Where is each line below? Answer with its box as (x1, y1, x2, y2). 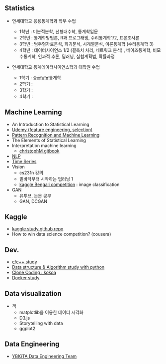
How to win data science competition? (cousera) (11, 231, 111, 237)
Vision (11, 164, 25, 170)
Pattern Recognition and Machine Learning (11, 132, 100, 138)
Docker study (11, 275, 40, 281)
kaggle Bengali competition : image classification (19, 182, 120, 187)
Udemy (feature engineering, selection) (11, 127, 93, 133)
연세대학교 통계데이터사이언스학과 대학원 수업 (11, 64, 100, 70)
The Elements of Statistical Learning (11, 137, 86, 143)
